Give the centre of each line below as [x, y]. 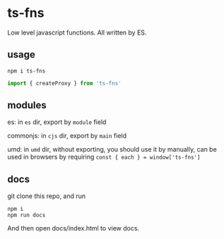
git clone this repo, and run [47, 196]
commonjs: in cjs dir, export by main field [67, 136]
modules [27, 105]
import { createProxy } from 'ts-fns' [64, 83]
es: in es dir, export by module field [57, 122]
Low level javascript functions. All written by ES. [77, 32]
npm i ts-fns [26, 71]
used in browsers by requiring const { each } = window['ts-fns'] [104, 157]
